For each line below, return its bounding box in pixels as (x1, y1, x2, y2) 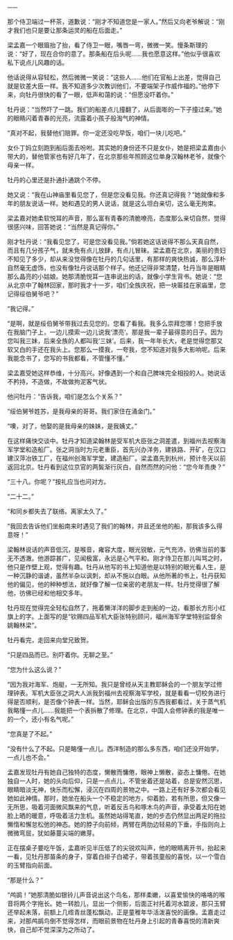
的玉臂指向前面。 (7, 861, 56, 869)
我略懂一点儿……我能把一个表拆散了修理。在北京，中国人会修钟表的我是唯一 (7, 706, 225, 715)
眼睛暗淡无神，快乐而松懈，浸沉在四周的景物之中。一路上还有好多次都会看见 (7, 786, 226, 793)
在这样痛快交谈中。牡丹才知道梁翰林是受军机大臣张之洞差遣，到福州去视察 (7, 437, 220, 445)
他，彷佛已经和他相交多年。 (7, 589, 87, 597)
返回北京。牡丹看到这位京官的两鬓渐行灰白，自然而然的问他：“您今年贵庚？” (7, 463, 225, 471)
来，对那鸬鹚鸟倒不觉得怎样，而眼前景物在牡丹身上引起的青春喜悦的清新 (7, 917, 214, 925)
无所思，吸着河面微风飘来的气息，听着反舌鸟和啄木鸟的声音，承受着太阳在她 (7, 803, 226, 811)
